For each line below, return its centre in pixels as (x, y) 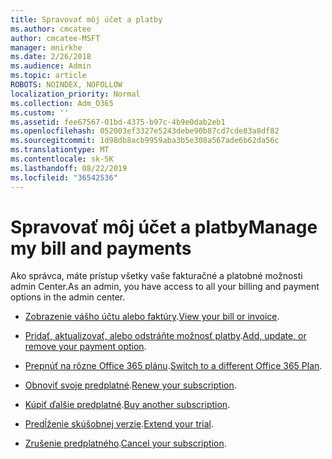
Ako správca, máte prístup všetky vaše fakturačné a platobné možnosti (156, 276)
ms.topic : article (48, 76)
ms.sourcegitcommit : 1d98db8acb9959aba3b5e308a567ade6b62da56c (145, 141)
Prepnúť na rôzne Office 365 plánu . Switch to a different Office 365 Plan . (173, 366)
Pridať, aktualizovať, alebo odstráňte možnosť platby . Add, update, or (165, 336)
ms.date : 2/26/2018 (51, 57)
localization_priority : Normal (75, 94)
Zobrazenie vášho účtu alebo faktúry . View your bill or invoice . (152, 317)
